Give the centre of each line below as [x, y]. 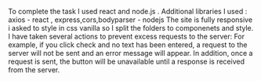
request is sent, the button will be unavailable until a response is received [127, 61]
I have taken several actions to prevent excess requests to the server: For [127, 36]
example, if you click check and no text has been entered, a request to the [128, 45]
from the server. [34, 70]
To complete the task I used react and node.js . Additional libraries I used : [128, 11]
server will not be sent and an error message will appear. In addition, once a [130, 53]
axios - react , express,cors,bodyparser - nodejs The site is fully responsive [130, 20]
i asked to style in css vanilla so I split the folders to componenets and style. [131, 28]
